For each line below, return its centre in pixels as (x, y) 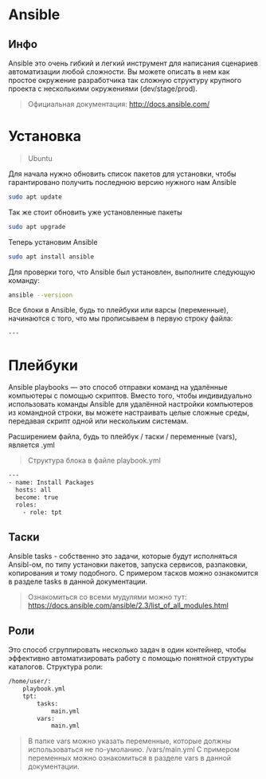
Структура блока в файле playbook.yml (94, 461)
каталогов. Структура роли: (56, 667)
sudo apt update (35, 197)
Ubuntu (40, 158)
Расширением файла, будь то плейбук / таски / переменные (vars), (123, 437)
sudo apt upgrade (37, 226)
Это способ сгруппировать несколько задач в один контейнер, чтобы (127, 650)
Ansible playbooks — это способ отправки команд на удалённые (118, 388)
